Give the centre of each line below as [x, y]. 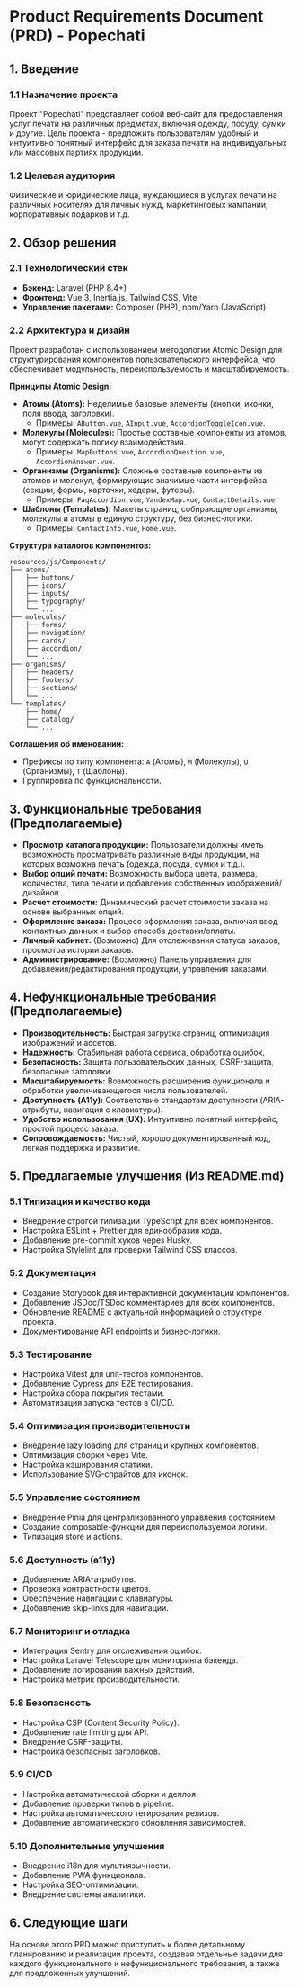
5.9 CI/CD [31, 1775]
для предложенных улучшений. [70, 1973]
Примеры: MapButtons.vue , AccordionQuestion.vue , [130, 452]
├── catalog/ [50, 720]
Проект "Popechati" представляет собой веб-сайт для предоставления [146, 113]
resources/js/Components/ [57, 562]
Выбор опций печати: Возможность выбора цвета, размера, [140, 873]
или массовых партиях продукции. [76, 152]
